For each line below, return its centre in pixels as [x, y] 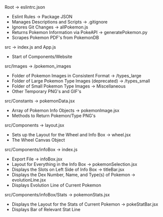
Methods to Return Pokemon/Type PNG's [54, 116]
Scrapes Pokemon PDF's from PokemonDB [55, 37]
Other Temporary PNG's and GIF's [47, 91]
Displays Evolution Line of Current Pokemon [56, 185]
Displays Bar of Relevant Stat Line [46, 209]
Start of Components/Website [42, 57]
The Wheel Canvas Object [38, 140]
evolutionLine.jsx [29, 180]
